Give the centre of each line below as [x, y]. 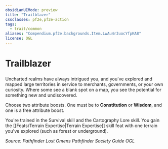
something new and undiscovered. [41, 95]
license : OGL [19, 39]
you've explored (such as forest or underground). [57, 131]
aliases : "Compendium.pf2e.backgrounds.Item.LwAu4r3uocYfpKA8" [73, 34]
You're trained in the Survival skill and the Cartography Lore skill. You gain [82, 120]
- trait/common [26, 29]
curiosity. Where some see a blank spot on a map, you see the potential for [83, 90]
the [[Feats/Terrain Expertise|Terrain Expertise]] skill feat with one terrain [81, 126]
